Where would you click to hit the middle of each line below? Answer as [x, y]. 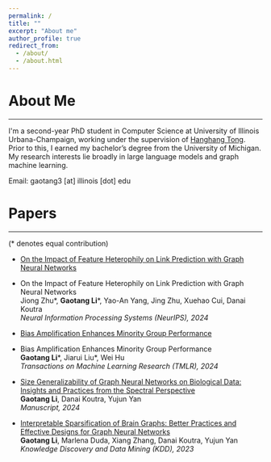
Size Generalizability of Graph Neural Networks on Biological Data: [131, 381]
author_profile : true [45, 38]
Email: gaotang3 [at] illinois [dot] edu [70, 181]
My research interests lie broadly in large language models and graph [124, 156]
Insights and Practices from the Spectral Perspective [108, 390]
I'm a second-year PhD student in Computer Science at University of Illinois [134, 131]
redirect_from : [34, 46]
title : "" [25, 23]
